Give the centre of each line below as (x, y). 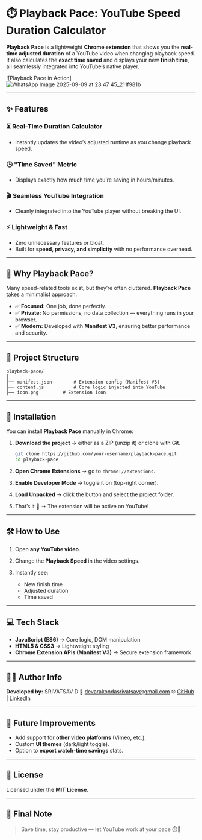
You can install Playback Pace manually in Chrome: (70, 431)
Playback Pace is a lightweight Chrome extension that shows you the (93, 47)
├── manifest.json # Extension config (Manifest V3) (83, 382)
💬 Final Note (29, 814)
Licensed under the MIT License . (47, 789)
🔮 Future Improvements (51, 723)
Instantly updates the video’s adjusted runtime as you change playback (103, 142)
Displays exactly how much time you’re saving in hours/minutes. (94, 180)
